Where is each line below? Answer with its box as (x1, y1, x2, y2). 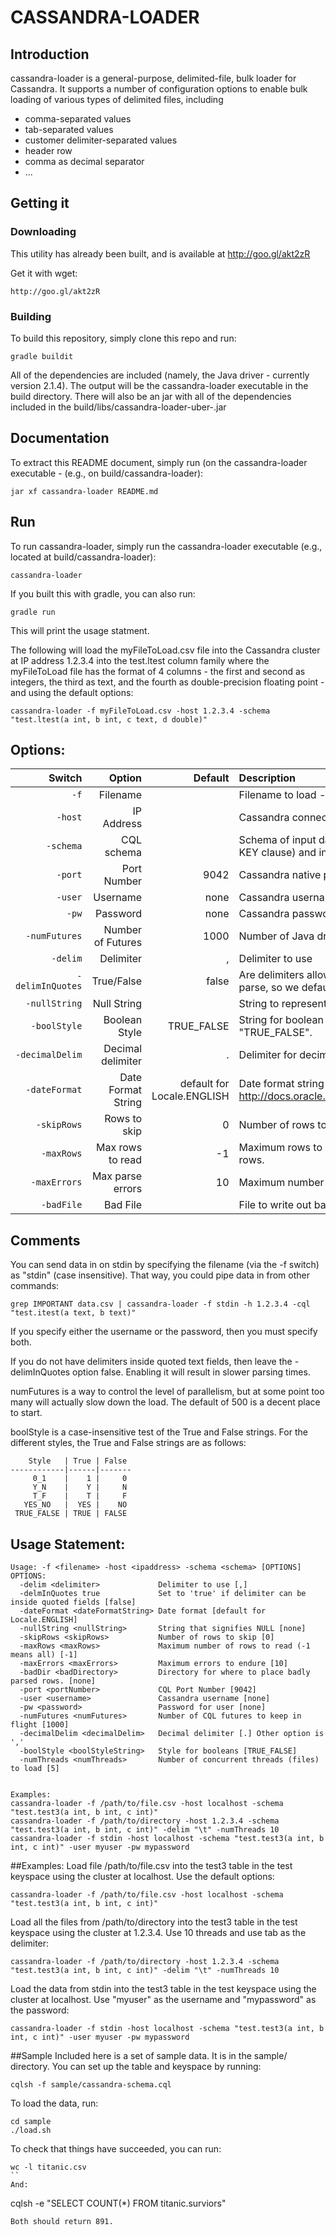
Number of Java (238, 929, 315, 943)
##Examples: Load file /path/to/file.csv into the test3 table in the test (10, 1860, 293, 1872)
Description (238, 771, 297, 785)
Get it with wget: (10, 267, 78, 279)
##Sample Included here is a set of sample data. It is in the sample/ (10, 2050, 288, 2062)
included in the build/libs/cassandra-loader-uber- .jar (10, 401, 227, 413)
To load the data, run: (10, 2097, 99, 2110)
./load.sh (10, 2126, 52, 2136)
